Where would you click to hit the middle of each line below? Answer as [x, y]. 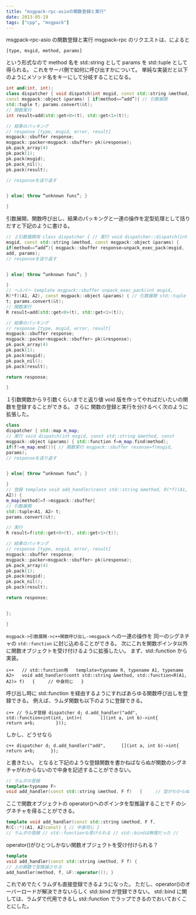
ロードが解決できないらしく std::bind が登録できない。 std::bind [98, 892]
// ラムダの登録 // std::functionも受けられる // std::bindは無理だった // [92, 833]
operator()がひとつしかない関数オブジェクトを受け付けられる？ [82, 845]
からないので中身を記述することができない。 [80, 770]
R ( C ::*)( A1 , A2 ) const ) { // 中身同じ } [53, 828]
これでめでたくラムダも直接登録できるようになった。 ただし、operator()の [96, 884]
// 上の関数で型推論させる [34, 867]
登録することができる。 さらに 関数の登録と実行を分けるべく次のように [102, 407]
